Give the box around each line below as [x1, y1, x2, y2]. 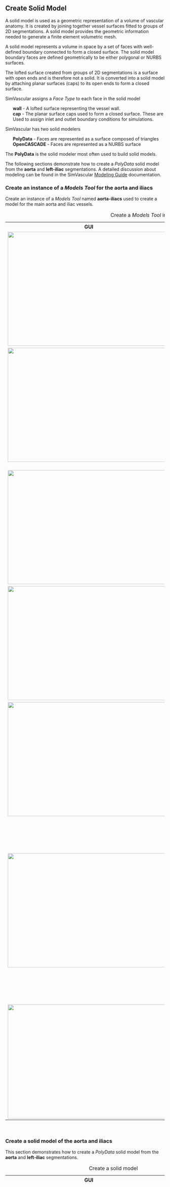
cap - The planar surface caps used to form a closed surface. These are [12, 111, 163, 117]
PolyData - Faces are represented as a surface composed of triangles [12, 135, 159, 141]
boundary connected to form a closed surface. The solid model [22, 49, 154, 55]
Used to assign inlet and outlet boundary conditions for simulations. [12, 116, 154, 122]
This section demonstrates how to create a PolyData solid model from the [5, 1149, 159, 1155]
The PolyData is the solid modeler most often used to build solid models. [5, 151, 157, 157]
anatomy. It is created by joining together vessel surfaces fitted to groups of [5, 23, 163, 29]
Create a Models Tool [110, 211, 161, 219]
